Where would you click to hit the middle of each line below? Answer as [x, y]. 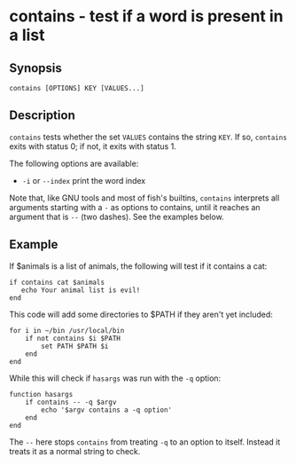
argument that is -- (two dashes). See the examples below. [117, 217]
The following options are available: [74, 163]
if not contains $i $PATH [73, 338]
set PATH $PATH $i [75, 346]
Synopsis [35, 68]
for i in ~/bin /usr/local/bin [67, 330]
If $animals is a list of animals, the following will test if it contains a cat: [138, 266]
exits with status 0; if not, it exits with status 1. [93, 146]
